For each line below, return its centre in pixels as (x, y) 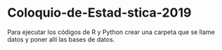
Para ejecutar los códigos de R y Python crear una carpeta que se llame (111, 32)
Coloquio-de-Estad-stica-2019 (99, 13)
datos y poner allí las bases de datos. (61, 39)
